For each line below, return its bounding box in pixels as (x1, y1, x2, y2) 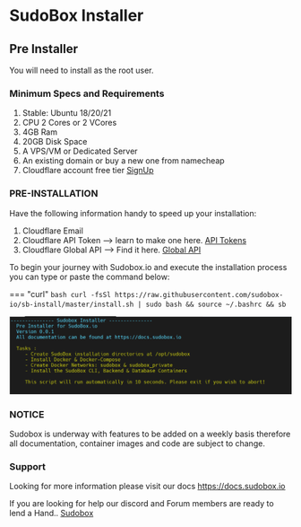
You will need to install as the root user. (9, 65, 154, 75)
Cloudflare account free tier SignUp (21, 165, 154, 176)
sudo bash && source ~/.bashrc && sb (145, 300, 287, 309)
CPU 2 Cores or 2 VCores (21, 118, 117, 128)
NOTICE (9, 408, 45, 420)
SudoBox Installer (9, 5, 144, 26)
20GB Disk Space (21, 136, 88, 147)
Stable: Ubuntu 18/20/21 (21, 108, 112, 119)
